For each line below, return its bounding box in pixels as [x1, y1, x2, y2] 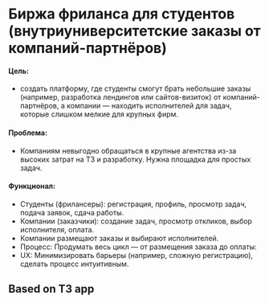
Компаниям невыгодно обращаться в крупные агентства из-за [19, 145, 237, 155]
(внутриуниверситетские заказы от [8, 22, 261, 40]
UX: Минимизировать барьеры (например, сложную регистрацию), [19, 250, 254, 260]
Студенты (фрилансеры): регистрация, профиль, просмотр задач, [19, 199, 247, 209]
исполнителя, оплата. [19, 224, 95, 234]
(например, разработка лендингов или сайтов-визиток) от [19, 92, 222, 102]
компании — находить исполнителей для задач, [67, 101, 232, 111]
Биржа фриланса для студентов [8, 5, 235, 23]
